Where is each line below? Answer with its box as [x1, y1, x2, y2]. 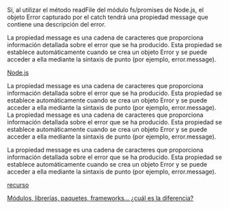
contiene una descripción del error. [7, 20, 106, 28]
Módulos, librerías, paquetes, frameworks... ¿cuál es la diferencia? [7, 194, 193, 202]
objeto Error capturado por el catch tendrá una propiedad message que [7, 13, 208, 21]
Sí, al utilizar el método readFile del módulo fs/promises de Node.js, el [7, 6, 204, 14]
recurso [7, 181, 29, 189]
